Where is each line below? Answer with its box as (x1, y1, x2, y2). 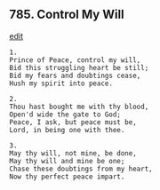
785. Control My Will (9, 7, 124, 22)
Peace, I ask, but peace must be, (9, 117, 138, 127)
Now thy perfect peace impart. (9, 172, 125, 181)
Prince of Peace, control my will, (9, 55, 141, 65)
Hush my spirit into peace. (9, 79, 114, 88)
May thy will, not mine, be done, (9, 148, 138, 158)
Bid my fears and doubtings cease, (9, 71, 141, 80)
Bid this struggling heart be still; (9, 63, 149, 72)
